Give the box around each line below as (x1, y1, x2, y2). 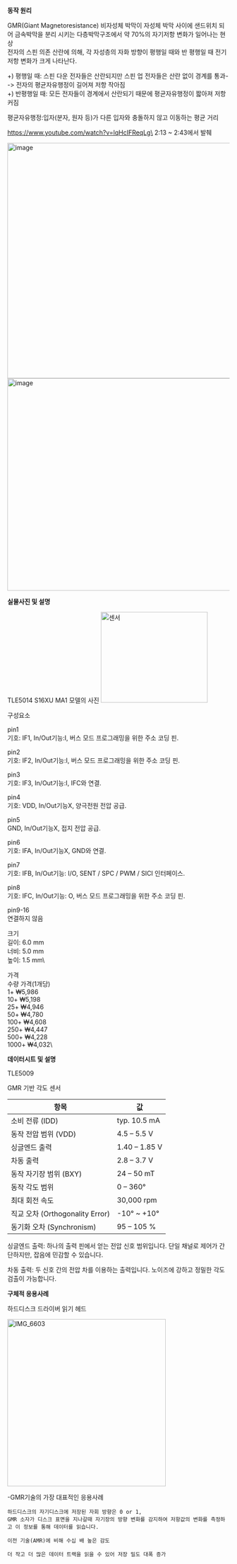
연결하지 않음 (7, 914, 44, 923)
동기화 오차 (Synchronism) (11, 1222, 97, 1232)
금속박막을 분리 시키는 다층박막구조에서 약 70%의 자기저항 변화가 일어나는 (14, 30, 219, 38)
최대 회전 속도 (11, 1196, 54, 1205)
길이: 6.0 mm (7, 938, 44, 947)
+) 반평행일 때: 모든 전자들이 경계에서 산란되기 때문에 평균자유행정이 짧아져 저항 (7, 89, 226, 98)
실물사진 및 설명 (7, 598, 51, 605)
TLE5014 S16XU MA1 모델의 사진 (7, 696, 100, 704)
